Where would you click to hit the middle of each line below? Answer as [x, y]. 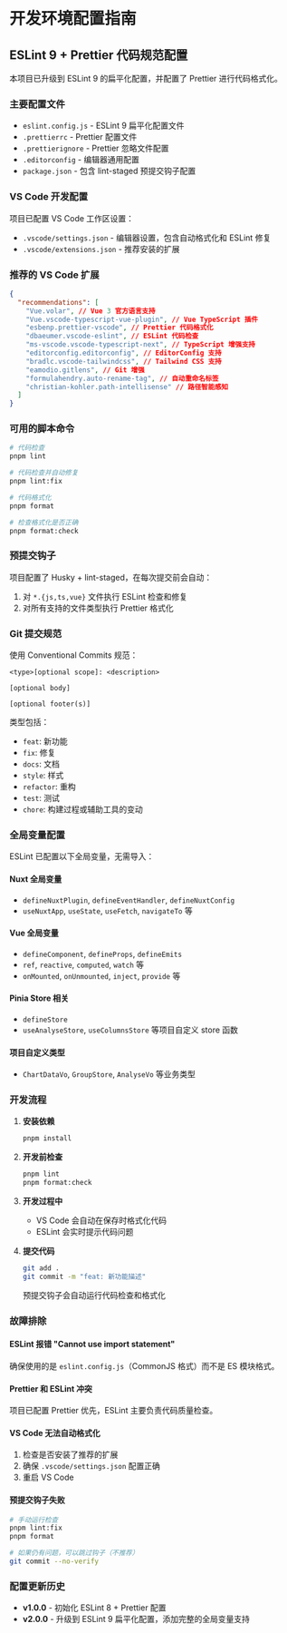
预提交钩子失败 [37, 1500]
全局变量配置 [38, 835]
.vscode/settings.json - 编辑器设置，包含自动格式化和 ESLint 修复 [147, 238]
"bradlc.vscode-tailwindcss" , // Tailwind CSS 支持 [124, 361]
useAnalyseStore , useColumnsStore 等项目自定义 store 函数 [130, 1030]
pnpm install [47, 1139]
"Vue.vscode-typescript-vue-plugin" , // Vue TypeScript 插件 [142, 319]
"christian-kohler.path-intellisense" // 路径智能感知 [127, 386]
